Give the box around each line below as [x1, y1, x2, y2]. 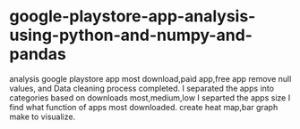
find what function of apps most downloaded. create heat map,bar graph [9, 101, 279, 112]
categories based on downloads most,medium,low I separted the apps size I [9, 92, 291, 103]
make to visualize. [9, 111, 76, 122]
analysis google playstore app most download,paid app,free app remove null [9, 73, 292, 84]
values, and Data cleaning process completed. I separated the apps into [9, 83, 275, 93]
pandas [9, 44, 67, 64]
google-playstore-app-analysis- [9, 6, 256, 27]
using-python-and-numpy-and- [9, 25, 253, 45]
